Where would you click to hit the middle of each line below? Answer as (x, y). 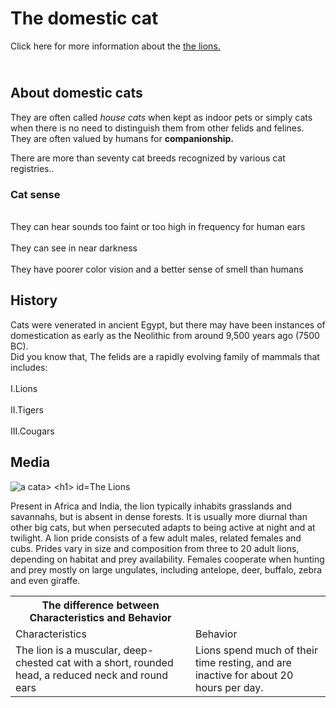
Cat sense (35, 194)
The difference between (100, 605)
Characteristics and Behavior (100, 617)
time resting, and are (243, 662)
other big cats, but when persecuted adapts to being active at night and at (163, 527)
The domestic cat (84, 18)
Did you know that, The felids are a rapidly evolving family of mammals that (165, 356)
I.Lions (24, 388)
